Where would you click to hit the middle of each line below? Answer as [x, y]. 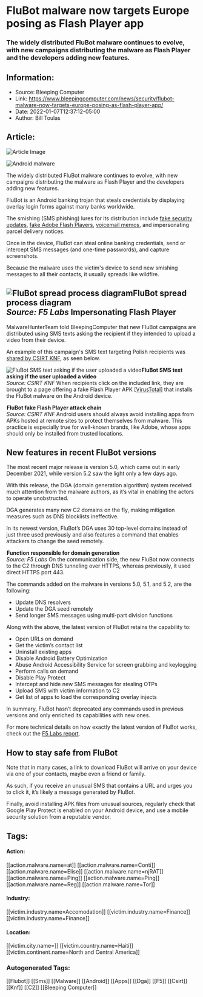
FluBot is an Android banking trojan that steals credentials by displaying [95, 200]
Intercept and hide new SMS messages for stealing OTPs [86, 684]
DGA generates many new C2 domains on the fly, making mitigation [91, 510]
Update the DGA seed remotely [54, 609]
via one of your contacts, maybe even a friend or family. [76, 774]
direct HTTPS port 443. [35, 572]
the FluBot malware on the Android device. [60, 395]
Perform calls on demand [47, 671]
